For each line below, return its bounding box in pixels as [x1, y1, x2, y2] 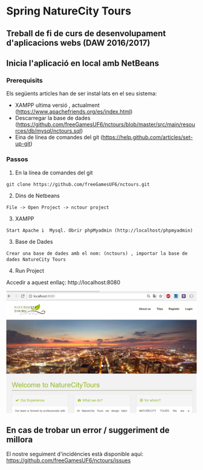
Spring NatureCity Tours [6, 4, 132, 18]
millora [6, 434, 33, 445]
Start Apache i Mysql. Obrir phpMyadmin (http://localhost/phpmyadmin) [6, 227, 193, 233]
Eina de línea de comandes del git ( [14, 134, 103, 141]
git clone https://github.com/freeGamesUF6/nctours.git [6, 181, 150, 188]
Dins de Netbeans [14, 192, 60, 199]
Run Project [14, 267, 44, 274]
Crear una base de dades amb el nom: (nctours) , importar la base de [6, 250, 188, 256]
